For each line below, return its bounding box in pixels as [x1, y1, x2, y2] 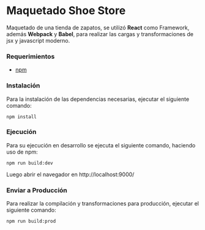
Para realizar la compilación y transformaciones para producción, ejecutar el [6, 200, 199, 207]
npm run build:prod [6, 218, 56, 224]
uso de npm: [6, 148, 38, 155]
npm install [6, 114, 37, 120]
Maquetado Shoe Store [6, 4, 126, 18]
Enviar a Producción [6, 186, 67, 195]
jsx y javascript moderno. [6, 37, 70, 44]
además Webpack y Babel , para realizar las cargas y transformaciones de [6, 30, 194, 37]
